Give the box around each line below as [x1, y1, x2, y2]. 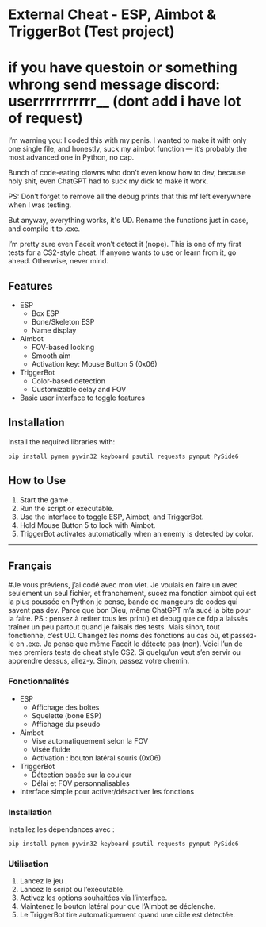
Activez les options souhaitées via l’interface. [19, 893, 168, 902]
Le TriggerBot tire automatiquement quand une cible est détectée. [19, 910, 235, 920]
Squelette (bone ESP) [31, 710, 102, 720]
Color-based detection [31, 375, 105, 386]
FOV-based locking [31, 342, 95, 352]
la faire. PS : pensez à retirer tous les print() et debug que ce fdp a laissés [8, 614, 248, 624]
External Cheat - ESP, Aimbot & [8, 6, 216, 24]
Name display [31, 325, 77, 335]
